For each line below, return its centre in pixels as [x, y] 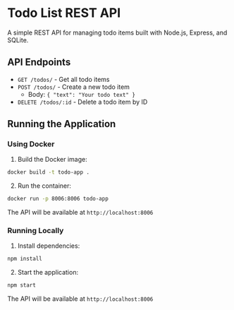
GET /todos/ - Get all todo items [63, 79]
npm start [22, 285]
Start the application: [48, 273]
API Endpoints [39, 62]
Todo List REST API [64, 13]
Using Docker [31, 144]
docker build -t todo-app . [49, 172]
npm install [25, 259]
